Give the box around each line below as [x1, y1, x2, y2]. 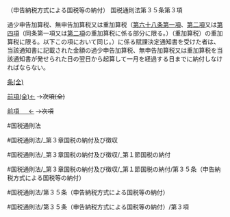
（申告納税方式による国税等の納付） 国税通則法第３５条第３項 [7, 6, 183, 14]
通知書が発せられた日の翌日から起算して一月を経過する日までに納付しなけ [12, 55, 223, 63]
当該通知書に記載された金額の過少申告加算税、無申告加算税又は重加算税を [7, 47, 217, 54]
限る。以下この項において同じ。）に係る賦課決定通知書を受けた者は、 [25, 38, 220, 46]
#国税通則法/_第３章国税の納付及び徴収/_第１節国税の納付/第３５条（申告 [7, 165, 215, 173]
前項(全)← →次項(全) [7, 92, 66, 101]
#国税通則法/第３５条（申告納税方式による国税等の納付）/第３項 [7, 203, 190, 211]
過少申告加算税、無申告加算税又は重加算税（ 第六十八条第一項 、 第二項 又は [7, 21, 217, 29]
